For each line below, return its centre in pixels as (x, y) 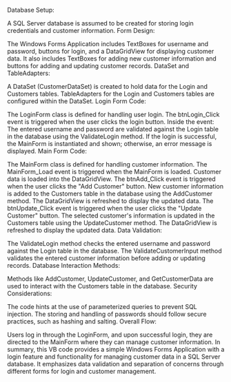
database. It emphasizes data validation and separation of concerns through (115, 364)
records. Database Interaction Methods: (64, 265)
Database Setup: (31, 10)
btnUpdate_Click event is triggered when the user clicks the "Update (104, 208)
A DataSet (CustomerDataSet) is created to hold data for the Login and (108, 86)
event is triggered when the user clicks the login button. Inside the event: (111, 122)
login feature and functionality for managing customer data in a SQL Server (114, 357)
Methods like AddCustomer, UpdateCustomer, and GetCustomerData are (110, 279)
